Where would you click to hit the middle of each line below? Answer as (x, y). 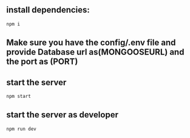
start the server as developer (62, 115)
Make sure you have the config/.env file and (91, 43)
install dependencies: (48, 10)
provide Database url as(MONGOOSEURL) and (95, 52)
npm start (19, 97)
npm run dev (21, 129)
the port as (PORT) (42, 62)
